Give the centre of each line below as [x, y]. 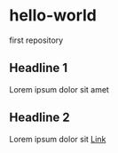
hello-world [53, 16]
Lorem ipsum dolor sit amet [59, 89]
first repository [36, 40]
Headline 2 [39, 118]
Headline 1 [39, 68]
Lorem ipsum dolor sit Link [58, 139]
